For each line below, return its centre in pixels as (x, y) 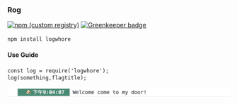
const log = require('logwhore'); (58, 71)
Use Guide (23, 55)
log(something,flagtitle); (47, 78)
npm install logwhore (39, 39)
